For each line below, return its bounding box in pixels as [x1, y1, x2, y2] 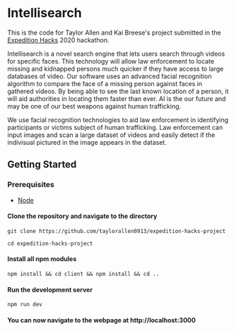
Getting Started [7, 159, 77, 171]
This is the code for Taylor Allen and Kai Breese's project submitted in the [7, 28, 221, 37]
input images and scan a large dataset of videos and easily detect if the [7, 131, 216, 139]
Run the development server [7, 285, 93, 294]
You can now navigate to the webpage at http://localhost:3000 [7, 315, 196, 324]
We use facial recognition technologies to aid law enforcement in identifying [7, 115, 229, 124]
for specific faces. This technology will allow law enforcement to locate [7, 56, 215, 65]
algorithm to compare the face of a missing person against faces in [7, 79, 203, 88]
